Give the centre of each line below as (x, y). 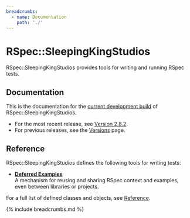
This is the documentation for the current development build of (82, 107)
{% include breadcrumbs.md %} (45, 209)
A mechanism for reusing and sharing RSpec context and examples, (96, 180)
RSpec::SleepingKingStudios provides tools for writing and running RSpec (95, 67)
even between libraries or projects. (57, 186)
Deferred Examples (38, 174)
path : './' (30, 22)
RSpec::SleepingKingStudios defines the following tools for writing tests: (94, 162)
